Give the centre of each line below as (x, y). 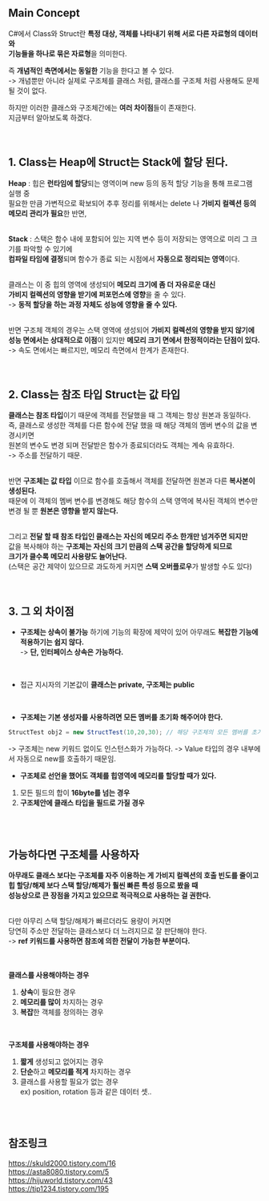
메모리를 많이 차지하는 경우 (62, 1002)
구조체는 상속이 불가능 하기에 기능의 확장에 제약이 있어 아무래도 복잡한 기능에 (139, 632)
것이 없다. (32, 91)
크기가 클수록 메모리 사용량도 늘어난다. (68, 557)
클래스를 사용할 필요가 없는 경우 (69, 1082)
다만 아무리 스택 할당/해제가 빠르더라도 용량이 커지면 (90, 921)
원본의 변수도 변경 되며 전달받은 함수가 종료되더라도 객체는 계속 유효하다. (121, 445)
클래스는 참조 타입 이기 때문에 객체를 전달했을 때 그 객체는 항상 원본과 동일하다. (130, 415)
